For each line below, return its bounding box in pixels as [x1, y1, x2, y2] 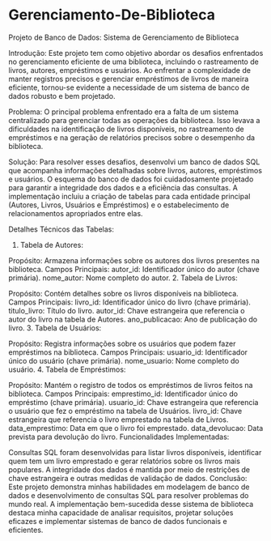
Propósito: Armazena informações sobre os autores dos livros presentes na [8, 255, 260, 265]
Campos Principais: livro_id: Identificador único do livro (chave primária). [8, 297, 251, 307]
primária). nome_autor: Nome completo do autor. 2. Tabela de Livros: [8, 273, 239, 283]
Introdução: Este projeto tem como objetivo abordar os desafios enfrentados [8, 48, 264, 58]
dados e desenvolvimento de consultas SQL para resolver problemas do [8, 490, 249, 500]
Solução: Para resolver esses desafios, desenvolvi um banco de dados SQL [8, 156, 260, 167]
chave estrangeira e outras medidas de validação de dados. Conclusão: [8, 473, 248, 483]
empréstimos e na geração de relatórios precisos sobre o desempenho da [8, 132, 256, 143]
